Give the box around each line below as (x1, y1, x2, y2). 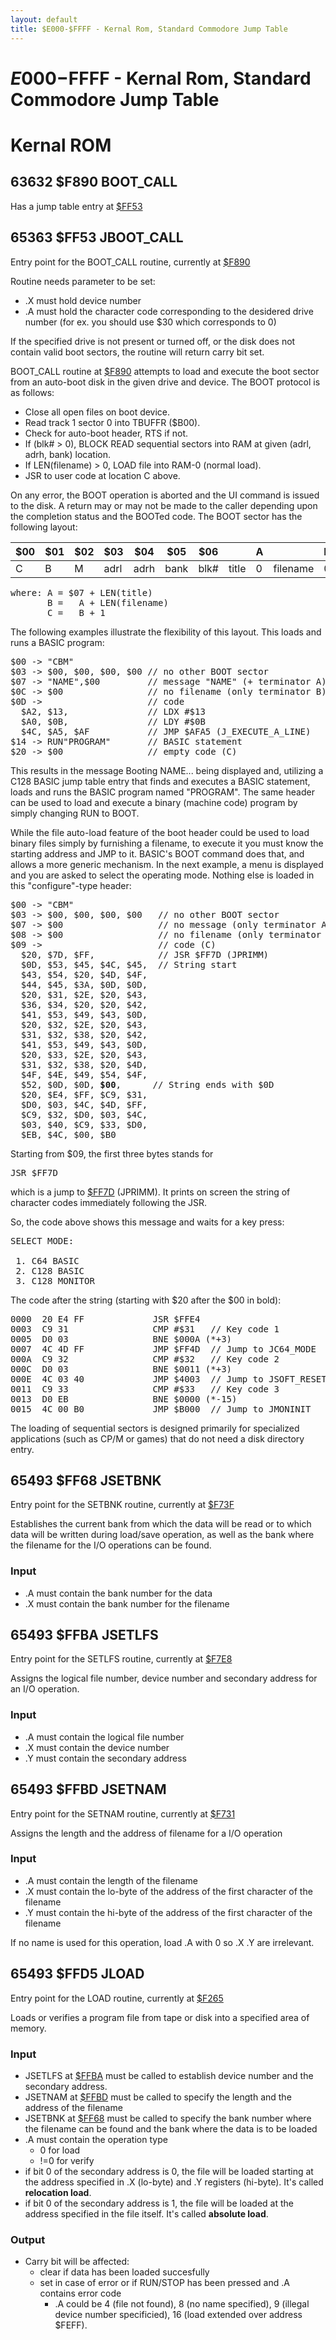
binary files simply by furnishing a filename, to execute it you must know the (10, 837, 324, 849)
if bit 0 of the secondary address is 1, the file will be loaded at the (24, 2197, 294, 2209)
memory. (10, 2022, 47, 2034)
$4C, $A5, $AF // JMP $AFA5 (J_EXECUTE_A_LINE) (20, 726, 312, 737)
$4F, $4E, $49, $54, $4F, (20, 1069, 148, 1080)
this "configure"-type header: (10, 879, 132, 891)
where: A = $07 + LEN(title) (10, 587, 153, 598)
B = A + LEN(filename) (47, 597, 169, 608)
